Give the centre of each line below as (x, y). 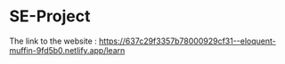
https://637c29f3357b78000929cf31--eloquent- (187, 41)
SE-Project (50, 16)
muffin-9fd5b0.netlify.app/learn (67, 50)
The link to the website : (53, 41)
